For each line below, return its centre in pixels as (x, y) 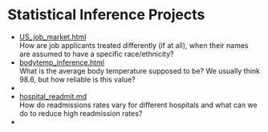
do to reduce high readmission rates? (81, 113)
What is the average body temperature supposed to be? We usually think (140, 70)
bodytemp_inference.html (62, 62)
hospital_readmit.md (53, 96)
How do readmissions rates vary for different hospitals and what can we (138, 105)
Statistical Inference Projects (106, 15)
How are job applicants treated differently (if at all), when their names (134, 45)
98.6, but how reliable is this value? (77, 79)
